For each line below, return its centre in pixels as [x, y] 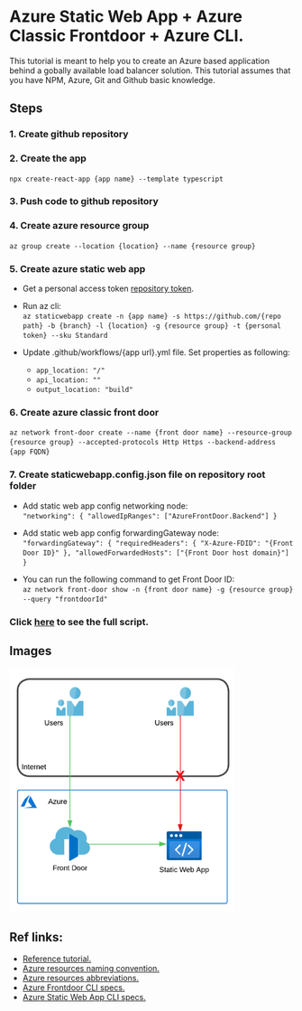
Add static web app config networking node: [105, 505]
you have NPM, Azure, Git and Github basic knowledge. [113, 80]
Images [31, 651]
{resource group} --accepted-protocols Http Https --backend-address [143, 443]
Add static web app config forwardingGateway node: [120, 533]
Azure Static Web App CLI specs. [84, 997]
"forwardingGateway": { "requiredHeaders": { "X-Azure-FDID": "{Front [158, 543]
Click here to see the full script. [79, 622]
